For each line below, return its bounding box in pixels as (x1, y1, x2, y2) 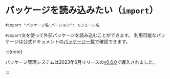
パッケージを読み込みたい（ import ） (5, 5, 159, 16)
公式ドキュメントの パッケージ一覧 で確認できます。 (23, 38, 131, 45)
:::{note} (5, 49, 23, 55)
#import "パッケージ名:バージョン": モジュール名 (5, 22, 100, 28)
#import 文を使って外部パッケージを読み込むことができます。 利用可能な (5, 32, 157, 38)
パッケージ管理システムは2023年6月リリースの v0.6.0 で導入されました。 (5, 59, 158, 65)
